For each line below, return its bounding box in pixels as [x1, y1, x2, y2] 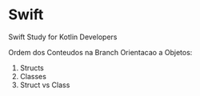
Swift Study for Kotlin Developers [8, 32, 118, 42]
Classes [19, 71, 46, 81]
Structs [19, 62, 44, 73]
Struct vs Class [19, 80, 70, 90]
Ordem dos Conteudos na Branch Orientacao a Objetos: [8, 47, 193, 57]
